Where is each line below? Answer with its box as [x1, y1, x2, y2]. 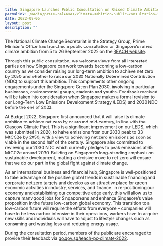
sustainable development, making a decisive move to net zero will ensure [5, 155, 151, 161]
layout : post [5, 20, 32, 26]
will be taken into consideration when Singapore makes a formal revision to [5, 94, 155, 100]
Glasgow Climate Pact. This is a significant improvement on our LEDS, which [5, 124, 158, 130]
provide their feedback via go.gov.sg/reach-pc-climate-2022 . [5, 235, 129, 241]
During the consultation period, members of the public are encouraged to [5, 231, 152, 236]
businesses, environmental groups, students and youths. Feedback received [5, 89, 158, 95]
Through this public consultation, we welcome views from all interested [5, 58, 147, 64]
